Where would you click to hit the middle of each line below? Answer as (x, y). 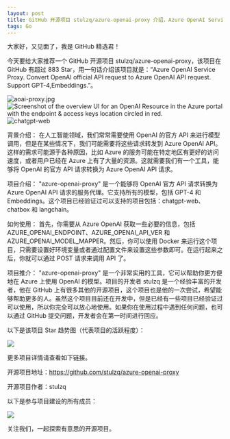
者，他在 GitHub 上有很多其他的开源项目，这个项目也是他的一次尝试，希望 (112, 290)
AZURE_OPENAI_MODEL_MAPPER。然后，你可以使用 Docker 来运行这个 (109, 241)
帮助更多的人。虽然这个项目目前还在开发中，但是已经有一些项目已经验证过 (118, 299)
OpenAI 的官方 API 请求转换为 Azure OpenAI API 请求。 (98, 169)
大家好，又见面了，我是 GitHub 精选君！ (64, 47)
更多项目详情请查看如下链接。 (49, 358)
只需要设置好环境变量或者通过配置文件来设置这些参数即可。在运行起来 (118, 250)
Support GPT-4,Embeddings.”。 (52, 86)
